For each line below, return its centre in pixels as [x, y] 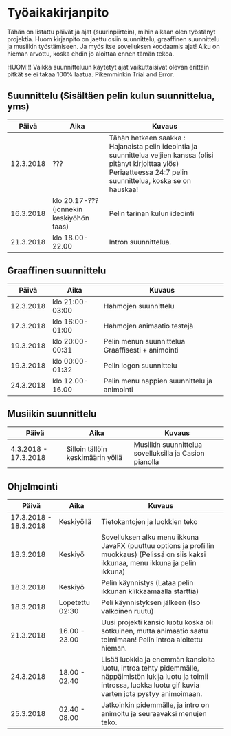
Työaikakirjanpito [58, 13]
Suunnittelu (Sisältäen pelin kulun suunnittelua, [111, 96]
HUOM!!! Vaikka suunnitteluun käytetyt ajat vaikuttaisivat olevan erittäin [108, 67]
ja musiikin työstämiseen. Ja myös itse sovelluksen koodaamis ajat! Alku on [113, 46]
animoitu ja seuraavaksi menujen [154, 714]
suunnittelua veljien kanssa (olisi [161, 155]
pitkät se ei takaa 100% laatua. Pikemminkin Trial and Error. [91, 74]
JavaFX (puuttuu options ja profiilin [158, 546]
